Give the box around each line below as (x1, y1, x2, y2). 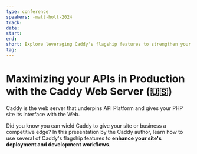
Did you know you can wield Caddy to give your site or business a (6, 122, 166, 129)
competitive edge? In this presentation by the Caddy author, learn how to (6, 128, 183, 135)
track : (6, 19, 22, 25)
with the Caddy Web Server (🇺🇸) (6, 85, 173, 98)
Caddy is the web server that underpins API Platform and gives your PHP (6, 104, 183, 112)
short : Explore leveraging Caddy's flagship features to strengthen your (6, 42, 192, 48)
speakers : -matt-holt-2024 (6, 14, 73, 20)
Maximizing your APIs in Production (6, 72, 185, 85)
